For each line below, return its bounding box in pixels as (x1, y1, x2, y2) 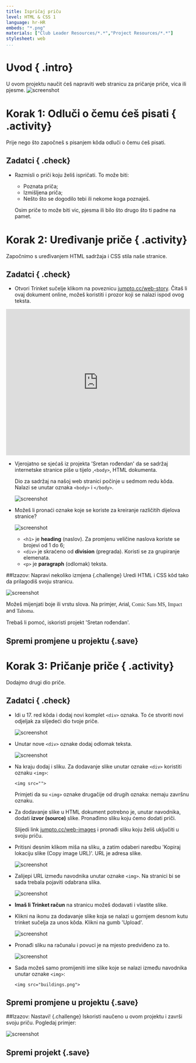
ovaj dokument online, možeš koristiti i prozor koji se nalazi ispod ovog (14, 291, 184, 299)
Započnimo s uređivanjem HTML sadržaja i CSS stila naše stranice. (6, 252, 167, 259)
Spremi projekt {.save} (6, 1047, 90, 1057)
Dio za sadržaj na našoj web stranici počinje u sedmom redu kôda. (14, 478, 174, 485)
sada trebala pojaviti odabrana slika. (14, 879, 101, 886)
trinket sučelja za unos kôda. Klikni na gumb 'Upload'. (14, 918, 143, 925)
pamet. (14, 212, 32, 220)
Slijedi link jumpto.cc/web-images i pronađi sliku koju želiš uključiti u (14, 826, 179, 833)
